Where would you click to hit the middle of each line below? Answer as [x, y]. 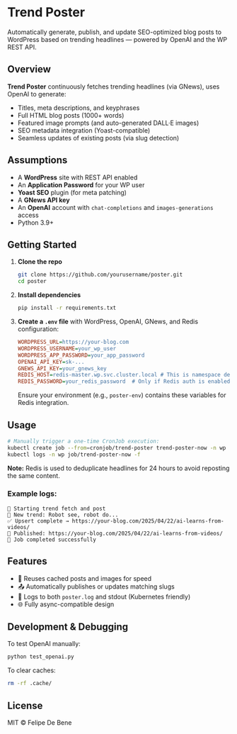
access [28, 215]
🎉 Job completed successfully [52, 540]
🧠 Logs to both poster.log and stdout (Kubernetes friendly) [104, 596]
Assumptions [37, 160]
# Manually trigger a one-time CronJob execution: [83, 441]
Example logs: [32, 494]
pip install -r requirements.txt [67, 308]
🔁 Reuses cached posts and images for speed [85, 578]
